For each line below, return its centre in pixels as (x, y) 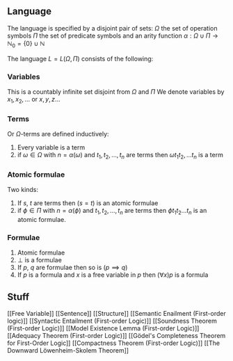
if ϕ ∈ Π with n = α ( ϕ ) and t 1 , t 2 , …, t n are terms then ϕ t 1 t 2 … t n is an (112, 211)
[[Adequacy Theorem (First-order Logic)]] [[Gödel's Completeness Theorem (116, 336)
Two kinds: (23, 190)
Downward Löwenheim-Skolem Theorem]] (68, 350)
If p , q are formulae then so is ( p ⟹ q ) (72, 268)
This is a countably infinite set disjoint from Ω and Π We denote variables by (116, 91)
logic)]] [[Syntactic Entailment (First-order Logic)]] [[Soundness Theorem (112, 321)
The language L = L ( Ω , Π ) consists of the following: (80, 58)
